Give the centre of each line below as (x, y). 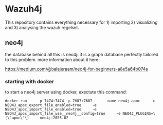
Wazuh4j (24, 9)
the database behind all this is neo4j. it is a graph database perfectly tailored (82, 54)
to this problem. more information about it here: (52, 60)
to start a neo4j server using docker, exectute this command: (66, 92)
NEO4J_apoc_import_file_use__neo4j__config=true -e (63, 114)
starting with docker (30, 81)
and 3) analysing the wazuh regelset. (42, 27)
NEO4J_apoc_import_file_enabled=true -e (51, 109)
